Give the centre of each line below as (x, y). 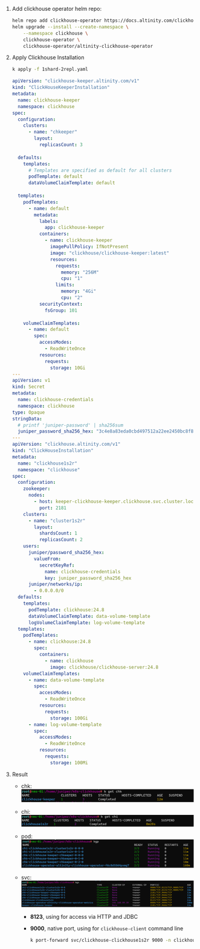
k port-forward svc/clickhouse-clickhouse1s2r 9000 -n (100, 941)
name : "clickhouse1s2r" (47, 463)
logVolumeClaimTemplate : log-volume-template (86, 622)
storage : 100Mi (69, 763)
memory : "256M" (80, 272)
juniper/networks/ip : (55, 584)
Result (20, 774)
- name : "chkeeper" (53, 132)
